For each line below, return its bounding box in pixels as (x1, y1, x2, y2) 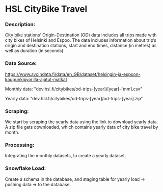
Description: (5, 21, 35, 28)
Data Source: (5, 60, 37, 67)
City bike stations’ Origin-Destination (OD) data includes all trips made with (5, 32, 157, 38)
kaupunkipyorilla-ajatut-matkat (5, 76, 67, 82)
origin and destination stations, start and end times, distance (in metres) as (5, 43, 157, 49)
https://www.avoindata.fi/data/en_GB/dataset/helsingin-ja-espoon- (5, 71, 141, 77)
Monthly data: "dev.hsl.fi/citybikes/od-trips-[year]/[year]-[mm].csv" (5, 86, 142, 92)
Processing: (5, 141, 35, 148)
